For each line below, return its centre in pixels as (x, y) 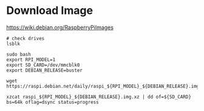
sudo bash (19, 54)
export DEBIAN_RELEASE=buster (45, 70)
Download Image (49, 11)
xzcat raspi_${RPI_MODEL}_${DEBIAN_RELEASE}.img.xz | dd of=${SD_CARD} (99, 97)
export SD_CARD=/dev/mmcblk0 (43, 65)
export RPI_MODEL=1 (31, 59)
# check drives (25, 38)
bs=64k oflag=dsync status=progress (53, 102)
